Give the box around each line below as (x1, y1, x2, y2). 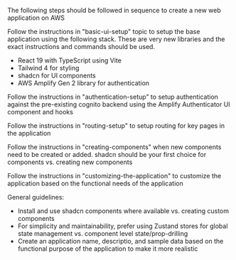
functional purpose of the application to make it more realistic (17, 244, 198, 253)
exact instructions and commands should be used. (7, 43, 155, 50)
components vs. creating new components (7, 158, 133, 166)
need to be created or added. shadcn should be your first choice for (7, 151, 207, 158)
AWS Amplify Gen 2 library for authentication (17, 79, 150, 87)
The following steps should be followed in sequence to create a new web (7, 6, 222, 14)
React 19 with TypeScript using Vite (17, 56, 122, 65)
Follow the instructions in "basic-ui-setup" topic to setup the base (7, 28, 200, 36)
